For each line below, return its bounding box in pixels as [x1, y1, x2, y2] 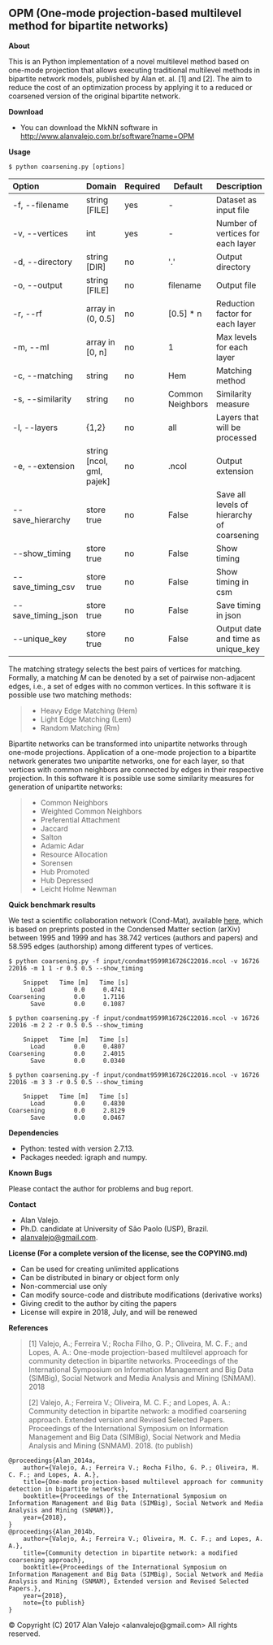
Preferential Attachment [40, 814, 120, 824]
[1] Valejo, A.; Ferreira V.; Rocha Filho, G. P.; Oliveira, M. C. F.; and [28, 1339, 248, 1348]
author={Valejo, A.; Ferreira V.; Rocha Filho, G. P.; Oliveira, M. [23, 1463, 260, 1472]
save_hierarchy [12, 514, 71, 525]
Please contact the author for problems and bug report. [8, 1183, 193, 1193]
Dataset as [215, 194, 258, 206]
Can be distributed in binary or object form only [19, 1272, 180, 1283]
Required [124, 180, 161, 192]
